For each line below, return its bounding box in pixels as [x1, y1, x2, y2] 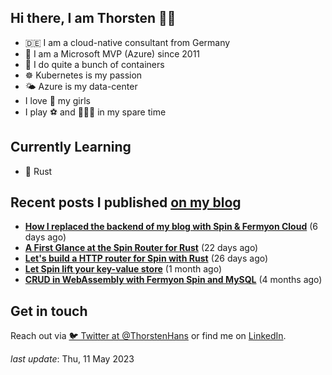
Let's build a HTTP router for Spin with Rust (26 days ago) [24, 252, 269, 265]
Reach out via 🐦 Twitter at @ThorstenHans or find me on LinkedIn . [10, 330, 287, 342]
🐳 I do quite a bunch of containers [24, 58, 165, 70]
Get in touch [10, 302, 88, 320]
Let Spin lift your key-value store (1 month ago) [24, 263, 223, 275]
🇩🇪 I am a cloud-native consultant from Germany [24, 36, 231, 48]
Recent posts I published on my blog [10, 194, 242, 211]
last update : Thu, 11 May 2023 [10, 353, 135, 365]
